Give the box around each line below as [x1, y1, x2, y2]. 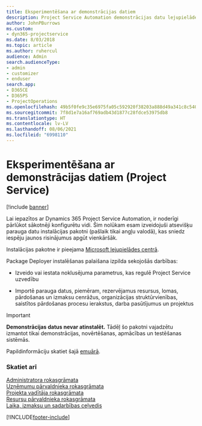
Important [6, 311, 31, 319]
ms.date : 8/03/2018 [6, 37, 55, 43]
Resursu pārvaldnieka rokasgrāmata [6, 395, 96, 403]
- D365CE [6, 87, 28, 93]
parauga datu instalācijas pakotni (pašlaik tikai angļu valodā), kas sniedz [6, 227, 185, 235]
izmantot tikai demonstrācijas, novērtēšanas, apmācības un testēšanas [6, 329, 182, 337]
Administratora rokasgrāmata [6, 377, 79, 384]
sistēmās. [6, 336, 30, 343]
